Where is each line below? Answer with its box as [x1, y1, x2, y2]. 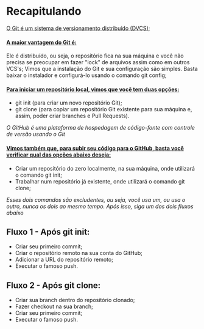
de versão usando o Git [6, 130, 66, 138]
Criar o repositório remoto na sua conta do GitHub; [15, 250, 143, 257]
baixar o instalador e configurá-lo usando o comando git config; [6, 72, 167, 79]
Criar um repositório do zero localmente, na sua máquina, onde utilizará [15, 164, 195, 172]
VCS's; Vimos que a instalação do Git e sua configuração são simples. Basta [6, 65, 198, 73]
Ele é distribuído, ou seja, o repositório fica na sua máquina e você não [6, 52, 184, 59]
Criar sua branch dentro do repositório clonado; [15, 297, 135, 304]
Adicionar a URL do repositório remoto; [15, 256, 114, 264]
